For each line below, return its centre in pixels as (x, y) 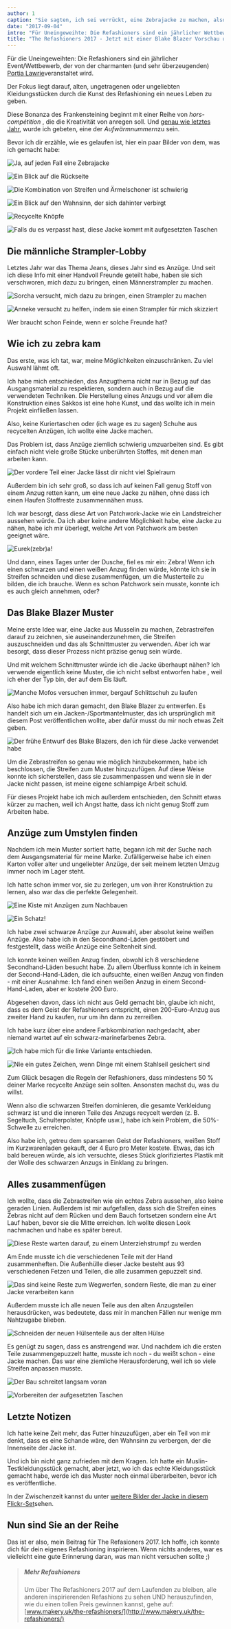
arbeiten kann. (27, 458)
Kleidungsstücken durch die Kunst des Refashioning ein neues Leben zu (109, 94)
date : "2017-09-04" (35, 26)
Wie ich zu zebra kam (54, 344)
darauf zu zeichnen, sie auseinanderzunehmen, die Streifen (92, 636)
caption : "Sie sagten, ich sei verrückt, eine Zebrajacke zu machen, (109, 20)
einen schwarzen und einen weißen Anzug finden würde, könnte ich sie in (112, 569)
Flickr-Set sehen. (30, 1504)
